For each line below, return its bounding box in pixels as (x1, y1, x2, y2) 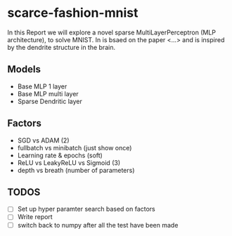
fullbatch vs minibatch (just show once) (17, 143, 132, 152)
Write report (17, 213, 53, 221)
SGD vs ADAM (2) (17, 136, 70, 145)
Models (7, 63, 41, 75)
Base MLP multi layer (17, 89, 79, 98)
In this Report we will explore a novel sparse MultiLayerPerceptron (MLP (7, 28, 217, 37)
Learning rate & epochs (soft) (17, 151, 103, 159)
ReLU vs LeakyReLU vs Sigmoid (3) (17, 158, 121, 166)
